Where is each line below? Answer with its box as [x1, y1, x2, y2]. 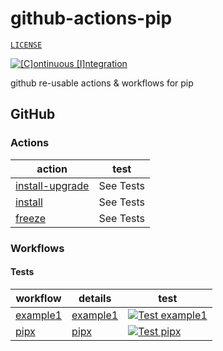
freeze [15, 211, 47, 225]
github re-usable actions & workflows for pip [10, 77, 194, 89]
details [78, 291, 112, 305]
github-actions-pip [10, 7, 173, 30]
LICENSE [10, 40, 43, 50]
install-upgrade [15, 178, 90, 192]
